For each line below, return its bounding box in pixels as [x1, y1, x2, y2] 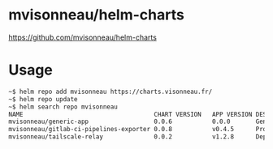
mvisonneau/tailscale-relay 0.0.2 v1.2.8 [8, 133, 234, 141]
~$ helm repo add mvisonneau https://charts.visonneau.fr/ [8, 87, 213, 96]
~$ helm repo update [8, 95, 79, 103]
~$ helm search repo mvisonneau [8, 103, 118, 111]
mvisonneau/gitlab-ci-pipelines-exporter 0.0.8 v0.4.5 [8, 126, 234, 134]
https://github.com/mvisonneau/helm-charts [8, 32, 157, 42]
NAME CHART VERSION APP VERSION [8, 110, 253, 118]
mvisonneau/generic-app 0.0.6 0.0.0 [8, 117, 231, 126]
